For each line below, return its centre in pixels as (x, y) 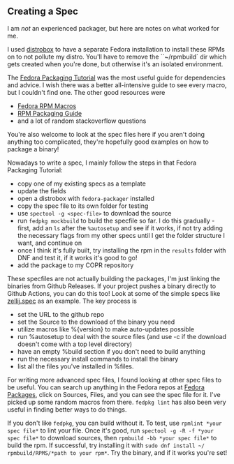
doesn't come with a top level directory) (75, 344)
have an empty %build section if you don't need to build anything (111, 351)
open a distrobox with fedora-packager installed (86, 198)
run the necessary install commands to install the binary (98, 359)
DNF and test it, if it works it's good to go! (77, 257)
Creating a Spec (43, 12)
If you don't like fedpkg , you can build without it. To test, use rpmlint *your (115, 423)
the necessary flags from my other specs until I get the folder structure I (121, 235)
